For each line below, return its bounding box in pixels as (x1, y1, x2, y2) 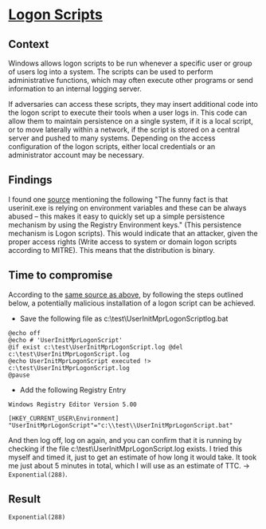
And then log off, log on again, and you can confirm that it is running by (8, 435, 242, 444)
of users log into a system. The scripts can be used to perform (8, 67, 213, 77)
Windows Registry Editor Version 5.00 (8, 401, 137, 409)
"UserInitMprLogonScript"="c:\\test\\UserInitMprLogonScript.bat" (8, 421, 233, 429)
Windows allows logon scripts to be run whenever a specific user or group (8, 58, 252, 68)
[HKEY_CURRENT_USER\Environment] (8, 414, 119, 422)
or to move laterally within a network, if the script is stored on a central (8, 125, 241, 134)
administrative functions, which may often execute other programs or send (8, 76, 253, 85)
